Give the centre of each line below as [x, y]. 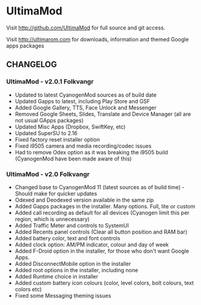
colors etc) [28, 289]
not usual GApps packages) [49, 120]
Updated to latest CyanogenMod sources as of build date [86, 95]
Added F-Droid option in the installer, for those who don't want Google [102, 251]
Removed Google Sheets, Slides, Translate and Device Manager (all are [103, 114]
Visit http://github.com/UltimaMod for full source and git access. [86, 28]
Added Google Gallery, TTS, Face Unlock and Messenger [86, 107]
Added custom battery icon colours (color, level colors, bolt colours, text [104, 283]
